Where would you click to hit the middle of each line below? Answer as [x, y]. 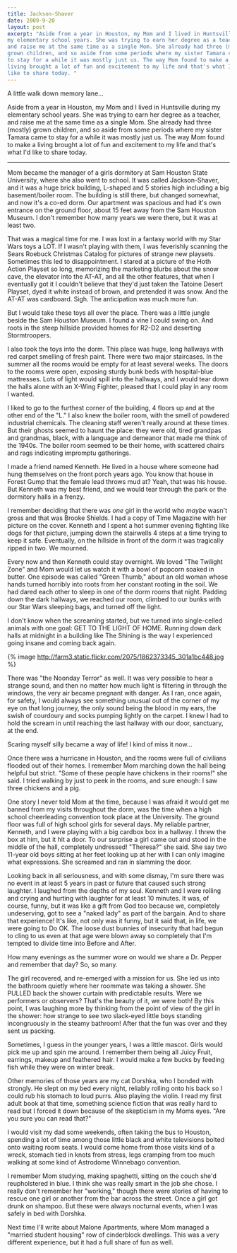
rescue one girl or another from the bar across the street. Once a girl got [113, 1198]
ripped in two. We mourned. [48, 548]
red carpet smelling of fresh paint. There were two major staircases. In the [115, 356]
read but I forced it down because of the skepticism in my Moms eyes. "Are [116, 1111]
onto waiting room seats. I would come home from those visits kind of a [111, 1147]
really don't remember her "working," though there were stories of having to [118, 1191]
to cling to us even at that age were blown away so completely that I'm [110, 935]
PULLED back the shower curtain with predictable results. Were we [105, 993]
